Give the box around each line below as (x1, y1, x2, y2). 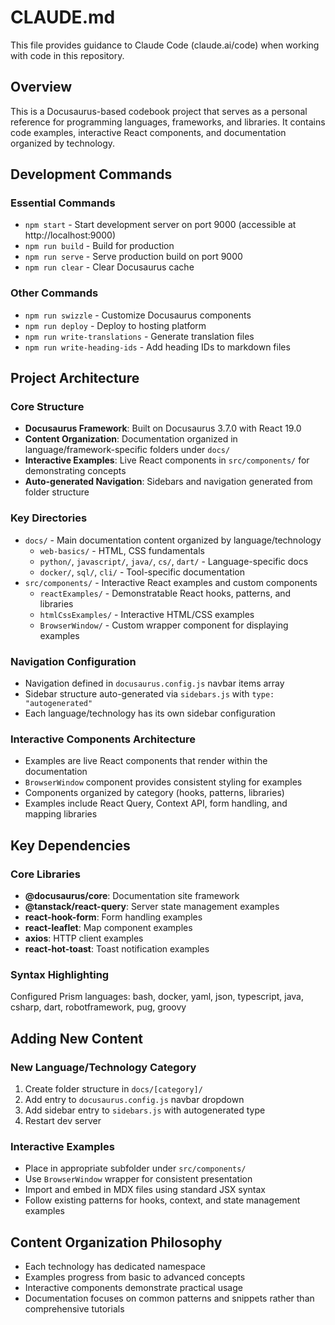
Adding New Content (10, 1030, 143, 1047)
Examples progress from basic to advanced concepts (24, 1271, 246, 1283)
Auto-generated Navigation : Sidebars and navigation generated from (24, 476, 313, 488)
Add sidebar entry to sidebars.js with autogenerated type (24, 1104, 266, 1116)
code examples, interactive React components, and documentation (10, 126, 287, 138)
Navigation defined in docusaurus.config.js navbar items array (24, 677, 285, 690)
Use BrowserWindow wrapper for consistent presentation (24, 1173, 253, 1185)
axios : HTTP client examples (24, 932, 144, 944)
